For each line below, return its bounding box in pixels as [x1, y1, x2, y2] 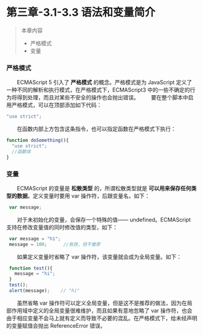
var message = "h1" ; [8, 236, 61, 242]
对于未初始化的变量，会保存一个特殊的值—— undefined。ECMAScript [16, 216, 191, 223]
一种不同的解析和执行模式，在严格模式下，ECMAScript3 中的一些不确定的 [6, 86, 190, 94]
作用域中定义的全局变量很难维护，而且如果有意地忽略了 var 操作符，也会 [11, 307, 193, 314]
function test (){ [8, 265, 53, 271]
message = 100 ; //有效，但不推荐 [8, 241, 101, 247]
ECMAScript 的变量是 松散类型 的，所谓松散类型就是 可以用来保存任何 [16, 184, 191, 191]
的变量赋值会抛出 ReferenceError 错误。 [6, 322, 106, 329]
